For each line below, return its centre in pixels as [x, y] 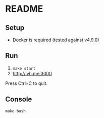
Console [19, 99]
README [24, 9]
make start [24, 68]
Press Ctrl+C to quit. [27, 83]
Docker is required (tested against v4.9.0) [56, 40]
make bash [16, 111]
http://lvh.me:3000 [32, 73]
